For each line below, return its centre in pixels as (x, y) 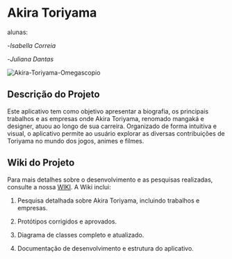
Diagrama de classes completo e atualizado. (81, 235)
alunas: (18, 32)
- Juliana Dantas (31, 59)
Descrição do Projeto (53, 94)
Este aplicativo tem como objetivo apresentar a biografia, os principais (108, 111)
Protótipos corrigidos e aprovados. (67, 221)
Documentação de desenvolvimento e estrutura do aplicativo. (106, 248)
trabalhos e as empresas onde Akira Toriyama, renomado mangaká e (106, 118)
